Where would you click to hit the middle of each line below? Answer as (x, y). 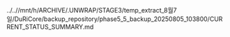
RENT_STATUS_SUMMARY (45, 27)
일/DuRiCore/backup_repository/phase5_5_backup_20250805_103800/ (108, 19)
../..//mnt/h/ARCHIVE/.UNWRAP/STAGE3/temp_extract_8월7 (92, 10)
